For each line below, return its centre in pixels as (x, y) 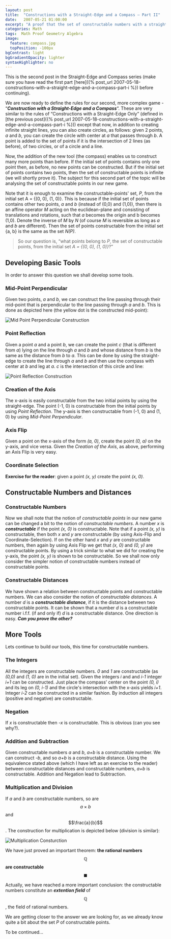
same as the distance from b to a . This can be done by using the (73, 355)
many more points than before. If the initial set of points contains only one (83, 162)
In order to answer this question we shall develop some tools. (69, 275)
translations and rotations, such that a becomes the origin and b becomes (83, 215)
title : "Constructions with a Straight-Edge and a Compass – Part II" (83, 15)
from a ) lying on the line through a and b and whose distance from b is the (83, 350)
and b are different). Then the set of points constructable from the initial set (84, 226)
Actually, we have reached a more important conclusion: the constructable (83, 885)
